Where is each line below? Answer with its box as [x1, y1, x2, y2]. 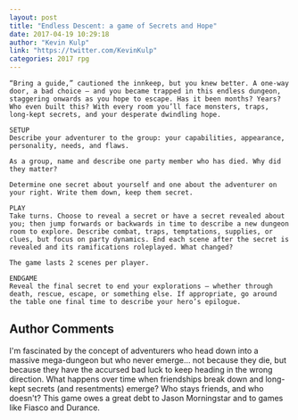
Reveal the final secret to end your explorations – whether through [9, 282, 274, 291]
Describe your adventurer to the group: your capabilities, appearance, [9, 134, 286, 143]
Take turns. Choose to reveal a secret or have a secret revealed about [9, 211, 286, 220]
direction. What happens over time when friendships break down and [9, 374, 264, 384]
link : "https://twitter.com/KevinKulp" [9, 46, 158, 55]
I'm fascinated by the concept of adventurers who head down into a [9, 345, 259, 356]
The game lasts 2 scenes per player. [9, 259, 150, 268]
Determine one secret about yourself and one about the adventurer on [9, 180, 277, 189]
